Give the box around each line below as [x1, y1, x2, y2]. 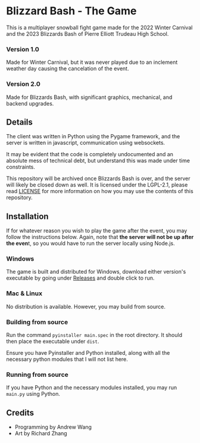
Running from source [6, 370, 68, 379]
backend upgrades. [6, 100, 54, 107]
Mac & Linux [6, 289, 43, 298]
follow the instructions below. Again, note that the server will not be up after [6, 234, 194, 241]
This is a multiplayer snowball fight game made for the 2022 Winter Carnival [6, 24, 193, 31]
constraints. [6, 163, 36, 171]
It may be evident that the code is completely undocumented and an [6, 151, 174, 158]
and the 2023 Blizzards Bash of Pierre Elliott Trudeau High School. [6, 30, 169, 37]
